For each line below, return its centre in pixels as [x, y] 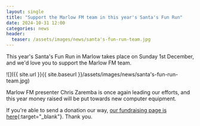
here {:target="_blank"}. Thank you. [49, 116]
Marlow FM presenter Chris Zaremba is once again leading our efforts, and [98, 92]
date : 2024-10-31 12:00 [36, 23]
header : [16, 34]
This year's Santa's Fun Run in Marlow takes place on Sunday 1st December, [100, 56]
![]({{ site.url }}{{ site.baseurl [41, 74]
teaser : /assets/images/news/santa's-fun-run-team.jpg [81, 39]
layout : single [25, 12]
